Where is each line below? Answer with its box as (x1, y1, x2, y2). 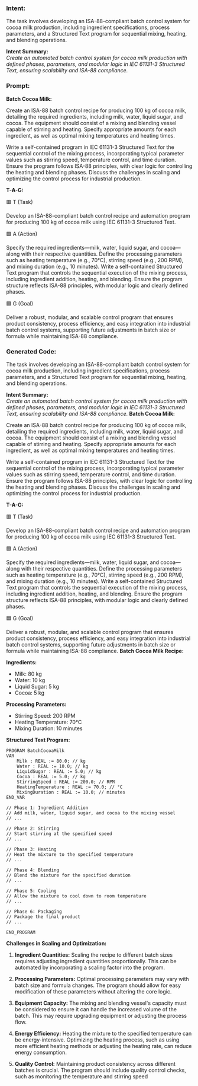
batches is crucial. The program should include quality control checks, (14, 1066, 186, 1074)
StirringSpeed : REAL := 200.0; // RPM (17, 779, 115, 785)
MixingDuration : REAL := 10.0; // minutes (17, 789, 126, 795)
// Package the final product (6, 913, 81, 920)
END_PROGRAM (6, 929, 35, 935)
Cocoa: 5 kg (14, 689, 44, 696)
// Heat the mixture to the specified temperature (6, 851, 134, 858)
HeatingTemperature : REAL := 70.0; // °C (17, 784, 123, 790)
